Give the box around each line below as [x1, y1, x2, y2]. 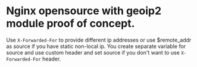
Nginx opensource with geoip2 [6, 4, 162, 18]
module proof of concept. [6, 17, 135, 30]
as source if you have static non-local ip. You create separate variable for [6, 43, 186, 50]
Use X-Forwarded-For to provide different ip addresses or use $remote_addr [6, 36, 192, 43]
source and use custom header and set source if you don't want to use [6, 49, 180, 56]
